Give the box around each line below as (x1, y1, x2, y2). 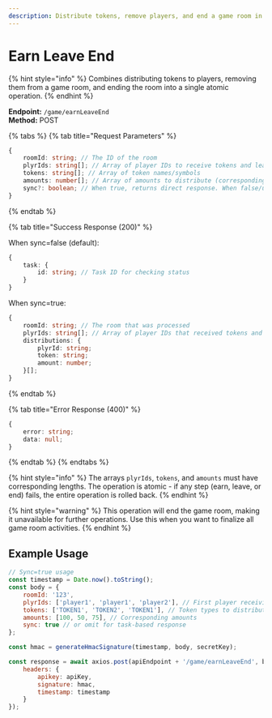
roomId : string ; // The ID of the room (23, 154, 158, 162)
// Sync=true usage (8, 568, 74, 576)
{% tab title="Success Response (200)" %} (8, 222, 153, 232)
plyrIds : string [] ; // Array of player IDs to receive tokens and (23, 161, 252, 170)
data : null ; (23, 435, 63, 443)
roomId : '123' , (23, 591, 74, 599)
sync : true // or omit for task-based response (23, 621, 186, 629)
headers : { (23, 665, 60, 673)
